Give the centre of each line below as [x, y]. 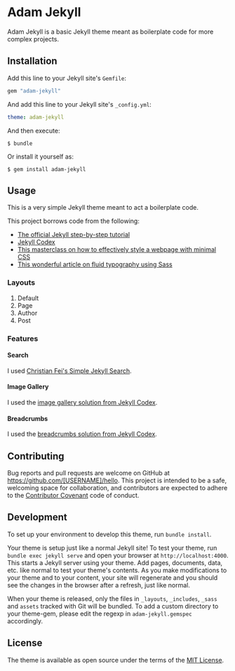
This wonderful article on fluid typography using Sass [95, 264]
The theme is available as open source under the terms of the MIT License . [116, 660]
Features [23, 339]
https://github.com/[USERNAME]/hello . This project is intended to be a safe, [117, 480]
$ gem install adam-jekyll [47, 169]
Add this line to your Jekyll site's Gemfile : [67, 78]
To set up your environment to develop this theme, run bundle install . [109, 534]
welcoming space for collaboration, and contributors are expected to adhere [117, 487]
